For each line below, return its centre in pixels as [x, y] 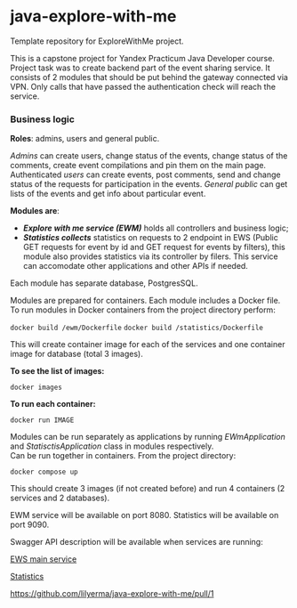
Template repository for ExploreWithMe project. [97, 41]
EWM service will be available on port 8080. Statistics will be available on [144, 515]
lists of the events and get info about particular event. [108, 194]
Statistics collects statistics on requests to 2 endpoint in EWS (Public [150, 238]
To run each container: [53, 404]
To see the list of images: [57, 371]
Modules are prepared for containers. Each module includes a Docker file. [145, 301]
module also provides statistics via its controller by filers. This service [150, 256]
